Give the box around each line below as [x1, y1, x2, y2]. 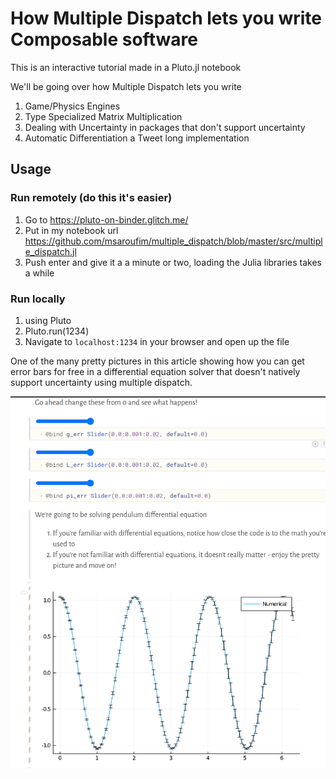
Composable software [10, 28, 198, 51]
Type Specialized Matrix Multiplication [24, 110, 183, 122]
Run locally [10, 292, 66, 306]
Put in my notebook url [24, 224, 119, 236]
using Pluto [24, 314, 72, 326]
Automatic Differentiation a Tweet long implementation [24, 132, 250, 144]
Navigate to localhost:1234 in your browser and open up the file [24, 335, 290, 347]
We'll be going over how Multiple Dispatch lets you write [10, 80, 242, 92]
